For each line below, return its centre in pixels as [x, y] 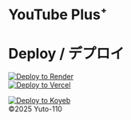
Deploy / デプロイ [66, 54]
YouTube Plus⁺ [58, 15]
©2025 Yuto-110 [35, 109]
